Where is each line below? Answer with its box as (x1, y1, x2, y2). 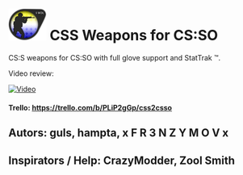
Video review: (8, 69, 54, 78)
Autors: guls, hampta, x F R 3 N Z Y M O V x (8, 126, 229, 140)
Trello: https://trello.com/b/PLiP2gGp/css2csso (8, 102, 172, 112)
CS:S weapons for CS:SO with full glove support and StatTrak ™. (8, 53, 220, 63)
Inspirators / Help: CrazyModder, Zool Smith (8, 153, 236, 167)
